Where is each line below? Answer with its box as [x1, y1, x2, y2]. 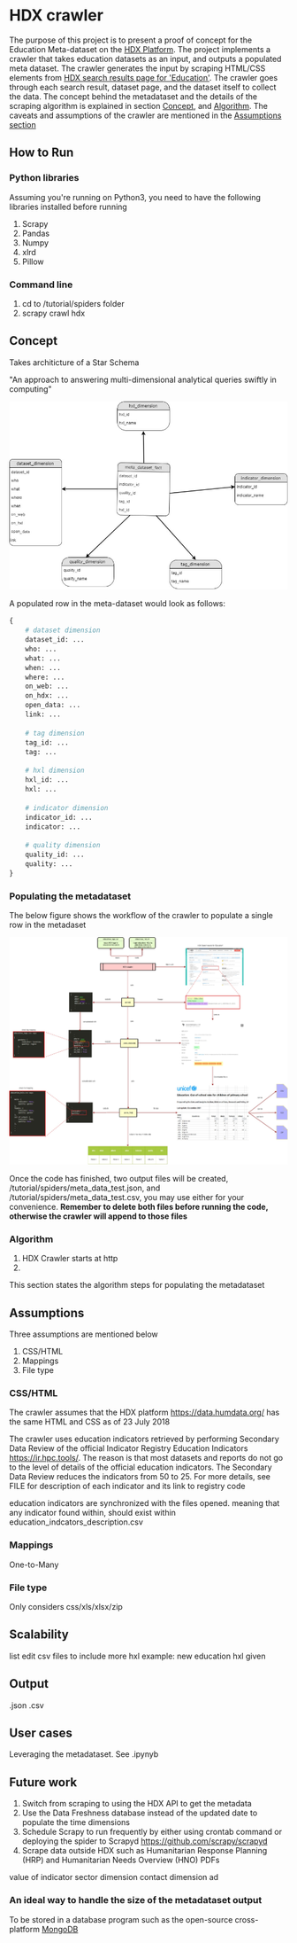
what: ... [25, 653, 62, 663]
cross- [234, 1914, 259, 1924]
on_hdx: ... [25, 691, 69, 700]
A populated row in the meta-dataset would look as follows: [9, 598, 226, 609]
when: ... [25, 663, 62, 672]
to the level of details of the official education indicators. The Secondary [9, 1462, 272, 1472]
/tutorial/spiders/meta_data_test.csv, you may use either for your [9, 1191, 245, 1202]
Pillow [21, 256, 44, 267]
